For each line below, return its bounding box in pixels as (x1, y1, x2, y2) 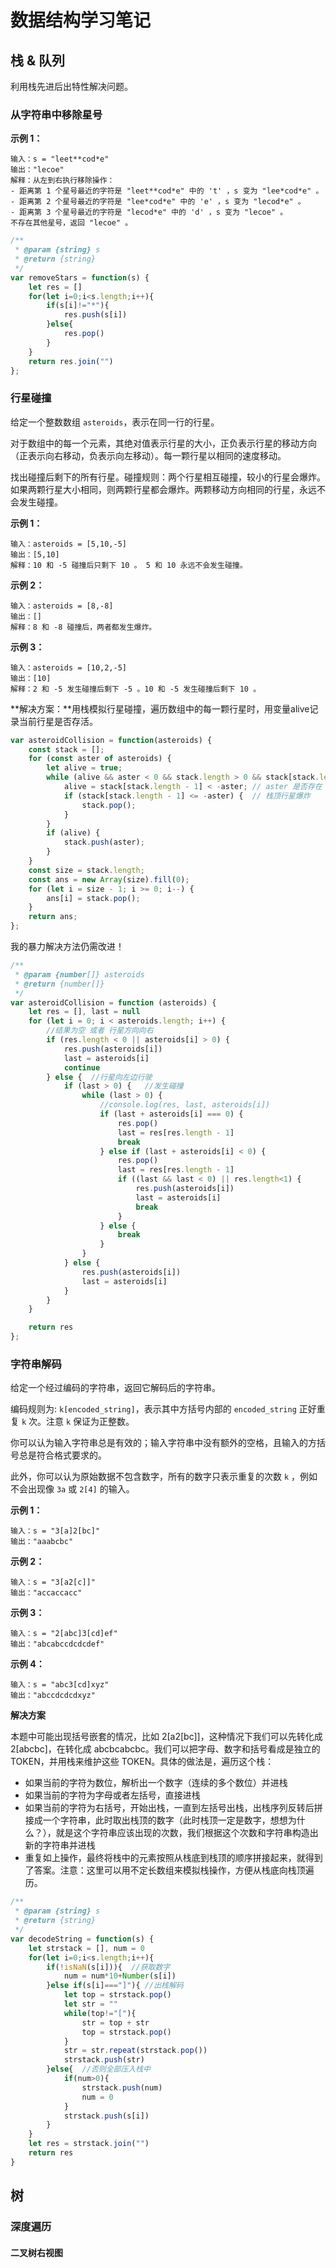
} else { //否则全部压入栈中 (46, 2064, 152, 2075)
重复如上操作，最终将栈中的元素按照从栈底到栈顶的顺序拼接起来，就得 (24, 1852, 315, 1864)
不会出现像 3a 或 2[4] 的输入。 (10, 1483, 135, 1495)
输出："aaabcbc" (10, 1537, 74, 1547)
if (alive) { (46, 828, 101, 838)
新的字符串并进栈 (24, 1839, 96, 1851)
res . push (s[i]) (63, 310, 128, 320)
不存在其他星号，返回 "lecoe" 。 (10, 218, 133, 228)
